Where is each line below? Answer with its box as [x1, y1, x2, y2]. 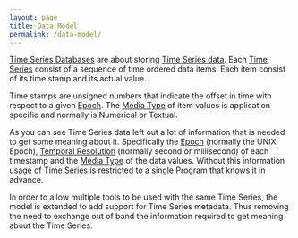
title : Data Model [9, 21, 78, 30]
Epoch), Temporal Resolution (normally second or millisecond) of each [9, 146, 269, 157]
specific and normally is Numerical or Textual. [9, 109, 179, 121]
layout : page [9, 13, 58, 22]
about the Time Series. [9, 220, 93, 231]
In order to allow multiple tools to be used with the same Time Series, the [9, 191, 278, 202]
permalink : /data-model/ [9, 30, 102, 38]
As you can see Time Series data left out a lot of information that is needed [9, 127, 285, 138]
